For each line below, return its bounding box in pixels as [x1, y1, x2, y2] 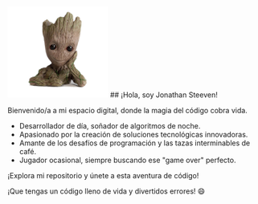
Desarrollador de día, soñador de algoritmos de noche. [18, 121, 201, 131]
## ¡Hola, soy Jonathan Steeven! [109, 90, 218, 100]
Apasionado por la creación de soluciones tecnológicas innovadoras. [18, 130, 248, 140]
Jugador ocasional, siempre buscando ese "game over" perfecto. [18, 155, 236, 165]
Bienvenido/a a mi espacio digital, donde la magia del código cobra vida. [7, 106, 248, 116]
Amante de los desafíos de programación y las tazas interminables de [18, 138, 251, 148]
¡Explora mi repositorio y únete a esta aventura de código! [7, 171, 199, 181]
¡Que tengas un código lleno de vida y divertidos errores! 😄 [7, 186, 206, 196]
